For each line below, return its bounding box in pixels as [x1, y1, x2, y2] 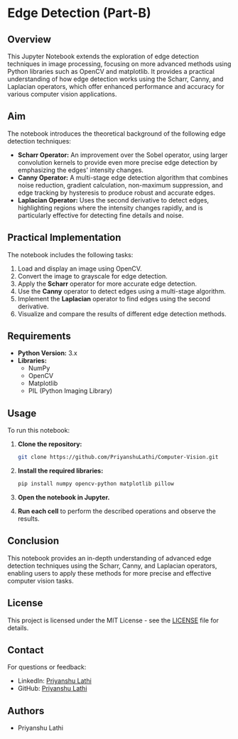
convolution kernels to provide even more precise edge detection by [17, 158, 218, 166]
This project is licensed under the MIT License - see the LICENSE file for [7, 616, 219, 625]
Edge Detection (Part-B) [7, 5, 151, 21]
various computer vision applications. [7, 90, 117, 98]
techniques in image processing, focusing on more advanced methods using [7, 60, 232, 68]
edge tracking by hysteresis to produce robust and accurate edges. [17, 188, 215, 197]
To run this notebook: [7, 426, 70, 435]
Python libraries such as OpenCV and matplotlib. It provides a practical [7, 68, 215, 75]
